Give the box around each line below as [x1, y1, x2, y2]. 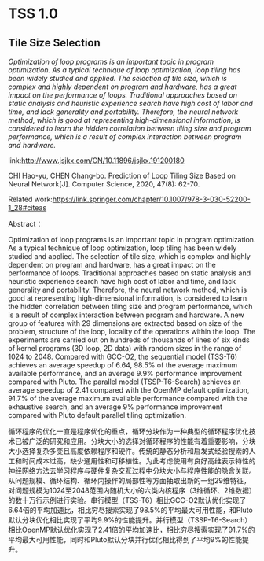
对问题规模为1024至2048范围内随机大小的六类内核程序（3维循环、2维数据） [8, 485, 253, 495]
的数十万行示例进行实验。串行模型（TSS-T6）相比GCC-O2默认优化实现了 [8, 496, 247, 504]
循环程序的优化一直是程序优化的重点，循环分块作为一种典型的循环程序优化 [8, 426, 249, 436]
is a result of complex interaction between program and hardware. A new [8, 310, 245, 319]
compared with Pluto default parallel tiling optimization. [8, 411, 187, 419]
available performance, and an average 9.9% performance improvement [8, 369, 242, 378]
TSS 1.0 [8, 5, 59, 23]
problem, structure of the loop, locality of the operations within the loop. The [8, 327, 256, 336]
